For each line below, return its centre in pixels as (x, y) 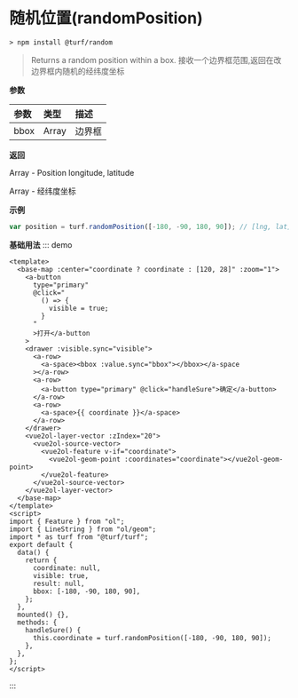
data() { (33, 552)
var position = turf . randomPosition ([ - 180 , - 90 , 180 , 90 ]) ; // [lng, (141, 226)
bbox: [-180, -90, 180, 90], (86, 591)
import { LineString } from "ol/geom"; (83, 529)
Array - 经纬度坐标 (43, 191)
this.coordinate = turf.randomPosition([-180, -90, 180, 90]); (152, 638)
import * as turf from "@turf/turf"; (79, 537)
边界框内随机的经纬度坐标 (78, 71)
